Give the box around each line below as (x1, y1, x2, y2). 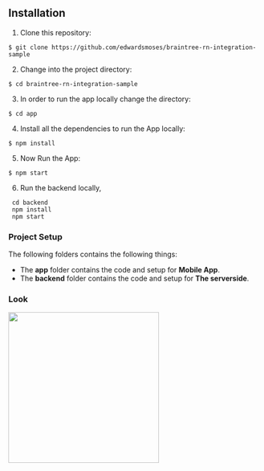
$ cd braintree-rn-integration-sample (8, 80, 138, 88)
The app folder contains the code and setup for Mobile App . (19, 265, 221, 275)
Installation (8, 6, 66, 20)
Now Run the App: (19, 153, 81, 163)
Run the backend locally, (19, 182, 102, 192)
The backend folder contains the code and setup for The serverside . (19, 273, 250, 284)
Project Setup (8, 231, 63, 242)
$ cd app (8, 109, 38, 117)
